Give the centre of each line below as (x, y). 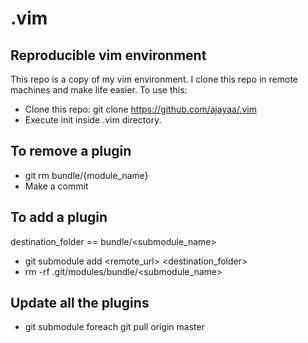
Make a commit (56, 186)
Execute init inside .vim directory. (93, 120)
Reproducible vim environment (108, 55)
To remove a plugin (71, 151)
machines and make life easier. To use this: (99, 90)
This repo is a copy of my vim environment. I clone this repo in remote (154, 79)
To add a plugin (59, 217)
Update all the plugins (80, 303)
